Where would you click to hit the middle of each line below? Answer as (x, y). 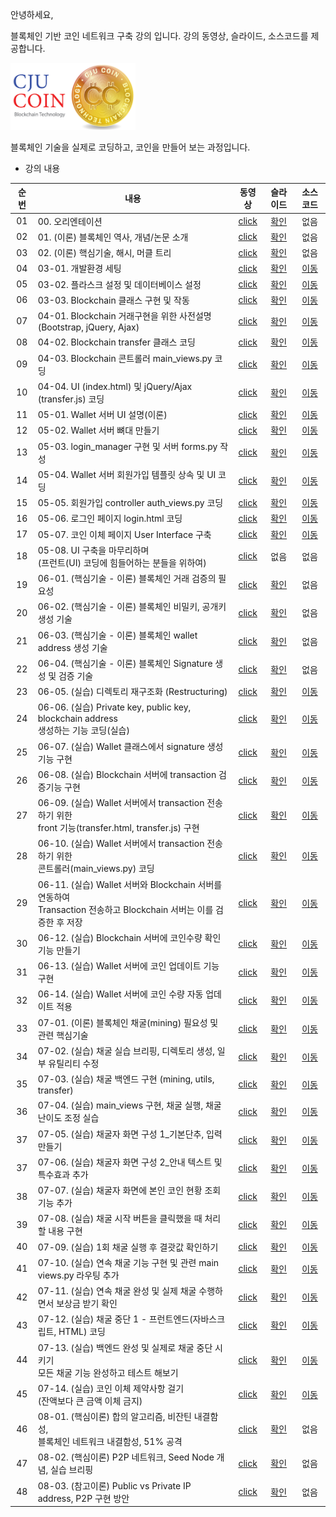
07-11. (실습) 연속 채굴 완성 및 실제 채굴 (117, 1291)
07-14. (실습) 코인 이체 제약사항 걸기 (111, 1388)
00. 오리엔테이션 (70, 221)
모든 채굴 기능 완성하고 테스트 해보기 (108, 1372)
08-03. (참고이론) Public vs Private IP (114, 1485)
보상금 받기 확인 (87, 1304)
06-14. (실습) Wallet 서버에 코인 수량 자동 (120, 994)
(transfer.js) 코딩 (71, 399)
